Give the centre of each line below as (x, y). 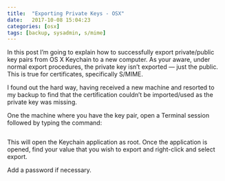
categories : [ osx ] (33, 26)
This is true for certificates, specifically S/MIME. (75, 74)
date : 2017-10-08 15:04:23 (49, 20)
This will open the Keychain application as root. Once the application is (107, 142)
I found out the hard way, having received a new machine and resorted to (111, 87)
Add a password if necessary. (49, 170)
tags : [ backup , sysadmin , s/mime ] (57, 33)
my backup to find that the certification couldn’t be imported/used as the (110, 95)
